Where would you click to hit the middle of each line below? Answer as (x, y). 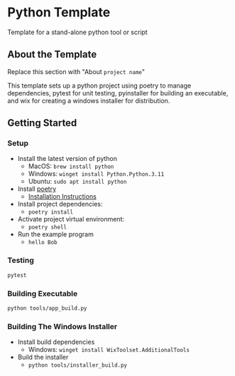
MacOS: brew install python (71, 166)
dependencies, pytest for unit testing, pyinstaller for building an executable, (118, 93)
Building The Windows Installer (62, 326)
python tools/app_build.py (47, 308)
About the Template (52, 54)
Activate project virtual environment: (71, 219)
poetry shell (48, 228)
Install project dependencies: (60, 204)
